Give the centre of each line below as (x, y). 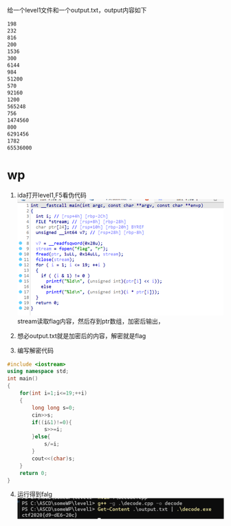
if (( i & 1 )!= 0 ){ (52, 422)
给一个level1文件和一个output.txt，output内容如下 (77, 10)
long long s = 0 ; (54, 408)
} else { (41, 437)
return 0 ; (34, 473)
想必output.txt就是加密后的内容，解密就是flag (81, 335)
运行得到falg (35, 494)
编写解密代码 (35, 350)
